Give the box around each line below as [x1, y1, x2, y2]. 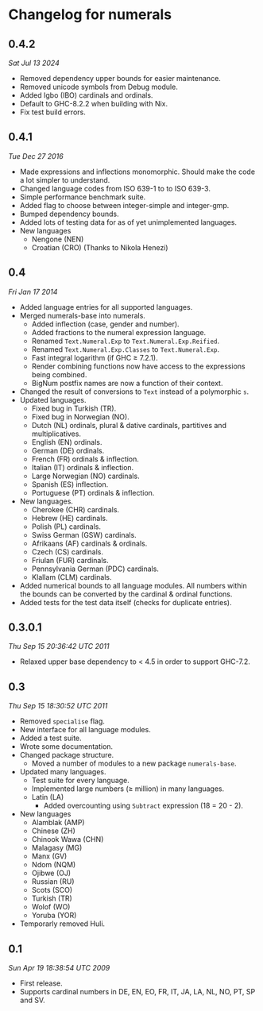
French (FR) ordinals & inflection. [31, 454, 139, 464]
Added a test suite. [19, 733, 82, 743]
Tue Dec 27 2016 [8, 151, 64, 160]
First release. [19, 978, 63, 988]
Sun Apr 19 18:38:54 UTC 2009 [8, 963, 110, 973]
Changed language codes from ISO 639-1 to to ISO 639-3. [19, 183, 211, 193]
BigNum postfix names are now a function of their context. [31, 378, 223, 388]
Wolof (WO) [31, 902, 71, 912]
